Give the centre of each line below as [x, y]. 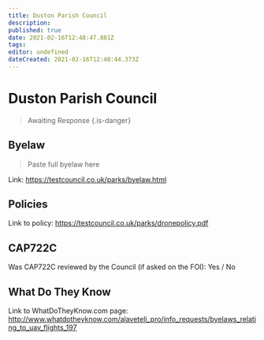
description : [30, 23]
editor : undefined [38, 52]
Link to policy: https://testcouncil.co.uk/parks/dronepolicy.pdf [108, 223]
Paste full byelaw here [63, 164]
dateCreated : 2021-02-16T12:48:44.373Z [74, 60]
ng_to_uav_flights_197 [43, 327]
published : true [35, 30]
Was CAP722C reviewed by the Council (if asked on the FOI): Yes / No [122, 267]
